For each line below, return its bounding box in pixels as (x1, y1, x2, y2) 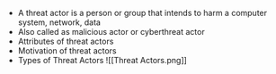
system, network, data (17, 17, 102, 28)
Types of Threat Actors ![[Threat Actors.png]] (17, 55, 187, 65)
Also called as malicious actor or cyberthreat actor (17, 27, 205, 37)
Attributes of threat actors (17, 36, 114, 46)
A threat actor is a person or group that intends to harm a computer (17, 8, 268, 18)
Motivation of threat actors (17, 45, 117, 56)
